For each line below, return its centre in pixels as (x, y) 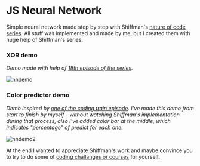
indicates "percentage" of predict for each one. (65, 127)
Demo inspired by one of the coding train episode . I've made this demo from (100, 108)
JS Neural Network (54, 10)
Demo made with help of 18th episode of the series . (70, 68)
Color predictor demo (38, 95)
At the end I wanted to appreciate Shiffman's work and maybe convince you (99, 150)
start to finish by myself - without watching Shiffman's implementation (93, 115)
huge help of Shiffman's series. (45, 39)
